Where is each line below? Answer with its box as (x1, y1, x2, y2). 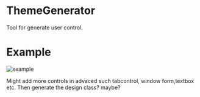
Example (6, 45, 51, 59)
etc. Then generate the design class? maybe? (6, 84, 121, 91)
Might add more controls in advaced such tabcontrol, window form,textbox (6, 77, 195, 84)
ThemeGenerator (6, 4, 96, 18)
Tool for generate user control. (6, 24, 84, 31)
